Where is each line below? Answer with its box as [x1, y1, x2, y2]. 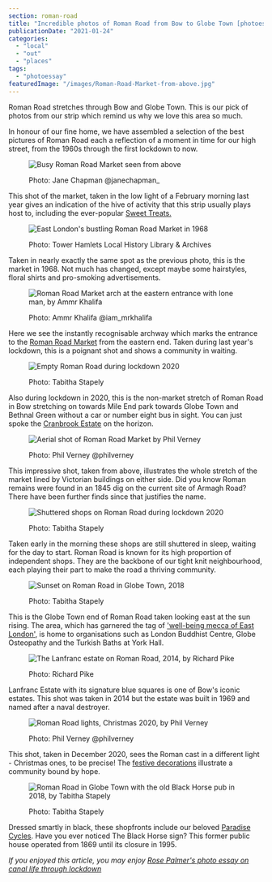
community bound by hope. [8, 766, 101, 776]
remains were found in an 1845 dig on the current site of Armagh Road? [8, 483, 247, 493]
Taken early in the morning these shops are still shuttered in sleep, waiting [8, 539, 257, 549]
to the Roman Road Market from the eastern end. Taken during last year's [8, 337, 253, 346]
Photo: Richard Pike [28, 669, 95, 678]
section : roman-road [8, 11, 79, 20]
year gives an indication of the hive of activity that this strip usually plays [8, 200, 251, 209]
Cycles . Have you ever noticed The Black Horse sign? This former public [8, 831, 251, 841]
